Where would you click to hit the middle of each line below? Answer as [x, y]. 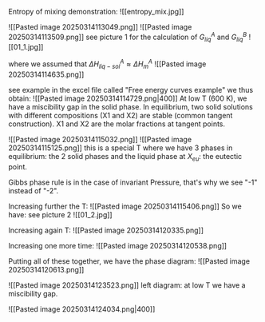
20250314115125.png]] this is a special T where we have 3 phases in [121, 148]
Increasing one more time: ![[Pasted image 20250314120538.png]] [118, 245]
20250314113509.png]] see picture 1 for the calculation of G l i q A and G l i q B [128, 37]
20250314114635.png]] [46, 74]
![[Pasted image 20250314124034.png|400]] [82, 309]
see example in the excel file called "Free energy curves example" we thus [131, 89]
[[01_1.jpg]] [26, 47]
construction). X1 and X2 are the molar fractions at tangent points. [117, 124]
